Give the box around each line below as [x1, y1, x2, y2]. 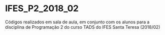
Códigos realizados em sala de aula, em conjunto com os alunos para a [5, 19, 150, 25]
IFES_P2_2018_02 [5, 3, 79, 14]
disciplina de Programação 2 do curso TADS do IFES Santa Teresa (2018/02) [5, 24, 161, 30]
